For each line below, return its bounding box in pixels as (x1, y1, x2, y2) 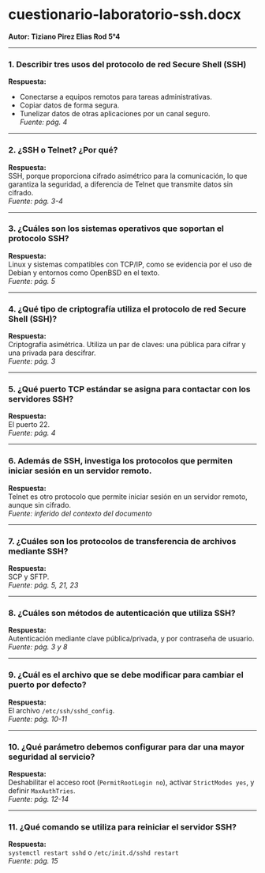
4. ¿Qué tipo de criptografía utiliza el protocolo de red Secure (8, 303, 247, 314)
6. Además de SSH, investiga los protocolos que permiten (8, 455, 233, 467)
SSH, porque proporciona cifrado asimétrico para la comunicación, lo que (8, 171, 248, 180)
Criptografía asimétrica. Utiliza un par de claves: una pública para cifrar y (8, 340, 246, 350)
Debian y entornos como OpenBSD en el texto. (8, 267, 160, 278)
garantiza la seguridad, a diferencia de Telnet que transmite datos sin (8, 180, 233, 189)
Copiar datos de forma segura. (19, 100, 120, 110)
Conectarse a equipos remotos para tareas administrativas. (19, 93, 213, 102)
